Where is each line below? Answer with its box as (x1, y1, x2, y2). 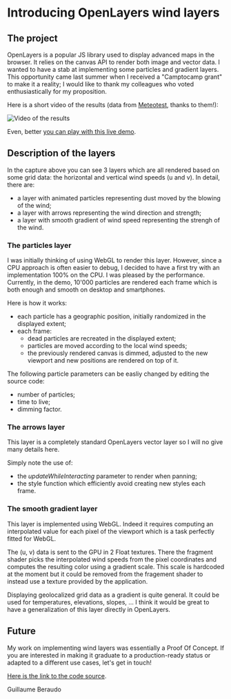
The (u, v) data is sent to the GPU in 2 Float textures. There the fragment (7, 548, 214, 556)
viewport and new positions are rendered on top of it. (27, 356, 179, 365)
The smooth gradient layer (7, 504, 98, 514)
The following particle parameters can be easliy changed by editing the (7, 370, 210, 378)
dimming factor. (17, 405, 62, 414)
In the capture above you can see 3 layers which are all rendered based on (7, 166, 219, 174)
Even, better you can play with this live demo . (7, 128, 137, 135)
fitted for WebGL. (7, 534, 57, 543)
